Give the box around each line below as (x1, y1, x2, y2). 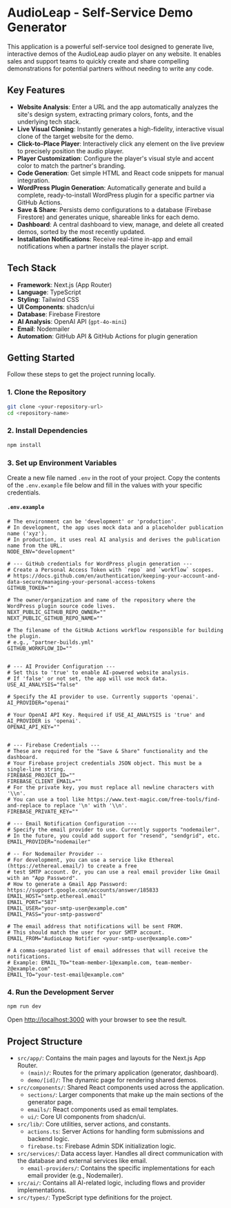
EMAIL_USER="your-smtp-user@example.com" (7, 905, 128, 912)
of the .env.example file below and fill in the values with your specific (7, 481, 203, 489)
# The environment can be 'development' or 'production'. (7, 518, 177, 526)
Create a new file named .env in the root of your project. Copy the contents (7, 473, 221, 481)
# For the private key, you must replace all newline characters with (7, 784, 214, 792)
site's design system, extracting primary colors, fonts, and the (17, 110, 194, 118)
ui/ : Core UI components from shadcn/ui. (27, 1113, 146, 1121)
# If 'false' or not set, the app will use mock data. (7, 675, 168, 682)
